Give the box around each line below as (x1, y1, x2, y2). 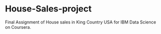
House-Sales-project (5, 3, 92, 14)
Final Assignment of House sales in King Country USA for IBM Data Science (5, 19, 156, 25)
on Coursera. (5, 24, 32, 30)
